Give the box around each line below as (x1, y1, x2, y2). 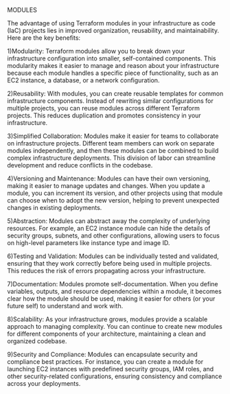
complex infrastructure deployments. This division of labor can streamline (7, 154, 216, 162)
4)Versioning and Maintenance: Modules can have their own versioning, (7, 174, 211, 183)
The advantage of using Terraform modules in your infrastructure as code (7, 19, 216, 27)
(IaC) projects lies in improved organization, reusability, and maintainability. (7, 27, 220, 34)
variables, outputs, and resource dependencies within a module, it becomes (7, 288, 222, 295)
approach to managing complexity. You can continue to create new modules (7, 323, 223, 330)
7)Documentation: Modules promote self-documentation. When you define (7, 280, 218, 288)
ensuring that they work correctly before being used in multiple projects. (7, 259, 212, 267)
